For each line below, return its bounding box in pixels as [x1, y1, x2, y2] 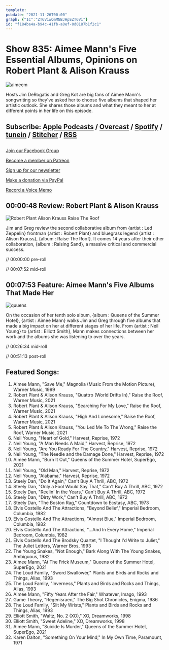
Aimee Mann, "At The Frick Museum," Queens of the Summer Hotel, [13, 559, 155, 565]
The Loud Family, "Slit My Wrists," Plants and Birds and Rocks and [13, 602, 152, 608]
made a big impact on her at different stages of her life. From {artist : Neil [6, 322, 159, 329]
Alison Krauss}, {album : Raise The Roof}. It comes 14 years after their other [6, 235, 164, 241]
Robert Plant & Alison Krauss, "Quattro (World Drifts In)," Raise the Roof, [13, 392, 164, 398]
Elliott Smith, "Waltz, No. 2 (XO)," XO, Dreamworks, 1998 [13, 613, 131, 619]
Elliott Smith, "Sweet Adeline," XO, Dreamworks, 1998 [13, 618, 125, 624]
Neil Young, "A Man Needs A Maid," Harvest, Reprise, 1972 [13, 441, 136, 447]
